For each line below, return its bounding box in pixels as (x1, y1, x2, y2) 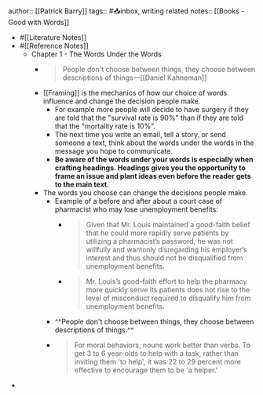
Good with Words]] (8, 18, 70, 27)
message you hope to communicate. (54, 147, 173, 155)
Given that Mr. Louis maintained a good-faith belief (86, 220, 250, 229)
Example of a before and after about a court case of (54, 197, 222, 205)
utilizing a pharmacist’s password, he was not (86, 237, 233, 245)
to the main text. (54, 179, 110, 189)
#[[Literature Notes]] (19, 33, 87, 42)
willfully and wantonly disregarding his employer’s (86, 245, 247, 254)
